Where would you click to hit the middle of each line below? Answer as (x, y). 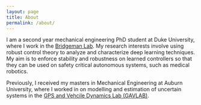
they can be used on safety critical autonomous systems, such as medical (98, 65)
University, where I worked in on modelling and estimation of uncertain (94, 89)
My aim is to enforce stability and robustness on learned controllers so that (99, 59)
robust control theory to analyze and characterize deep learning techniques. (101, 52)
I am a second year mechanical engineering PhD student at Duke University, (100, 40)
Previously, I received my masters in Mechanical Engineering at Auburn (94, 83)
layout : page (23, 12)
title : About (23, 17)
